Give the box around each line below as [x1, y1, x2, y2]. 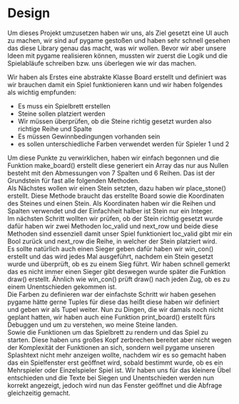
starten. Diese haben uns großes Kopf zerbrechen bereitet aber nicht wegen [7, 335, 232, 344]
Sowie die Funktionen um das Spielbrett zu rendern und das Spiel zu [7, 328, 208, 336]
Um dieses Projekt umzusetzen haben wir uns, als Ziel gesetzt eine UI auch [7, 29, 229, 37]
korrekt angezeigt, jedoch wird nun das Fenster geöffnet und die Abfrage [7, 380, 223, 390]
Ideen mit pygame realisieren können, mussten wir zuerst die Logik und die [7, 51, 228, 60]
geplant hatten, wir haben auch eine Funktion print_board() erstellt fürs [7, 313, 215, 321]
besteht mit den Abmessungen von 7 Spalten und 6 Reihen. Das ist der [7, 168, 215, 177]
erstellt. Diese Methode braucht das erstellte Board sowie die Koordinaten [7, 191, 225, 200]
